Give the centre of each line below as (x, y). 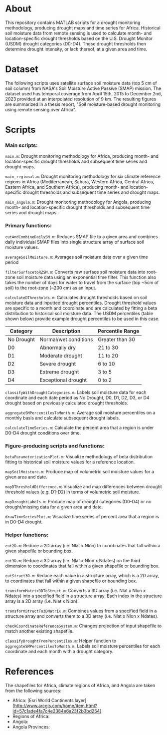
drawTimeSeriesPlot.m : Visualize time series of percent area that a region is (82, 516)
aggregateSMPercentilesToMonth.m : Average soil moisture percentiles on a (80, 412)
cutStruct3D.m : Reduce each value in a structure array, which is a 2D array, (82, 576)
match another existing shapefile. (39, 631)
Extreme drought (59, 371)
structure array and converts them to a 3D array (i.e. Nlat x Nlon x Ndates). (82, 616)
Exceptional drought (63, 380)
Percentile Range (119, 331)
